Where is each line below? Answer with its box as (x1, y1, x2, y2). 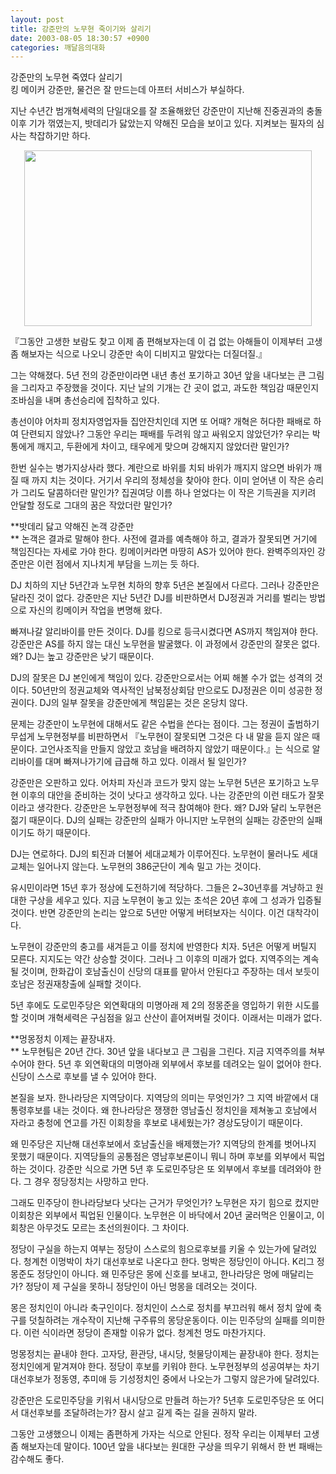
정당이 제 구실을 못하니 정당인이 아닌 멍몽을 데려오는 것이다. (24, 1281, 258, 1293)
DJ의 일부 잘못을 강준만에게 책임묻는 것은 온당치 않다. (39, 697, 248, 709)
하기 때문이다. (36, 827, 91, 839)
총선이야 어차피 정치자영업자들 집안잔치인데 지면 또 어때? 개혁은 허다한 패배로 (10, 416, 312, 428)
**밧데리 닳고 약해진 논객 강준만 (10, 521, 135, 533)
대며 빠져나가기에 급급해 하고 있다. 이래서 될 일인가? (44, 756, 247, 768)
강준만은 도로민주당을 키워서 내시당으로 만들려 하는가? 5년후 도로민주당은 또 (10, 1394, 307, 1406)
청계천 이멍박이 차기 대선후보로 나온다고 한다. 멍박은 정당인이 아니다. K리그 (23, 1256, 315, 1268)
